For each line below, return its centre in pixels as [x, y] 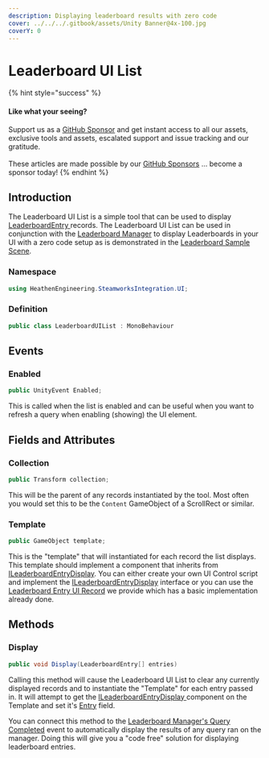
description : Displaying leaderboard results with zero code [113, 16]
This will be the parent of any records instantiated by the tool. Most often [128, 495]
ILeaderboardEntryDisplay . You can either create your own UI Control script [133, 574]
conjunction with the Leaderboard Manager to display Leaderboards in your [134, 234]
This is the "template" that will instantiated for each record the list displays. [132, 556]
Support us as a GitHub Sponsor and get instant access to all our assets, [128, 129]
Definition [28, 309]
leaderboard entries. [42, 747]
